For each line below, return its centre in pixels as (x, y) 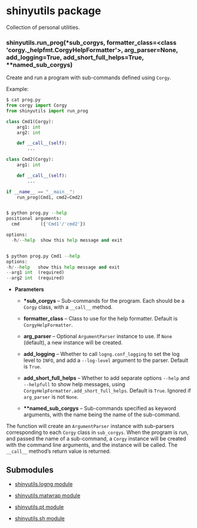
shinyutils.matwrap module (47, 495)
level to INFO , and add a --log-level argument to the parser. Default (106, 360)
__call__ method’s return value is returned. (58, 451)
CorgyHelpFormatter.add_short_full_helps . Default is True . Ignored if (107, 391)
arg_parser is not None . (51, 397)
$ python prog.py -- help (37, 213)
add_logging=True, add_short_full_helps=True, (75, 57)
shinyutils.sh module (40, 519)
